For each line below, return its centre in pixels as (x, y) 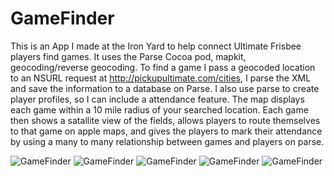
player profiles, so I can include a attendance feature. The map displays (157, 99)
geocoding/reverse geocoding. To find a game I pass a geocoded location (163, 67)
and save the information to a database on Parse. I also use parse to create (165, 88)
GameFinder (62, 18)
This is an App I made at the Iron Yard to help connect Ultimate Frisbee (156, 46)
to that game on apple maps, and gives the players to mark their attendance (166, 131)
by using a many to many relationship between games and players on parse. (167, 141)
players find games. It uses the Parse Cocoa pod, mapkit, (128, 56)
